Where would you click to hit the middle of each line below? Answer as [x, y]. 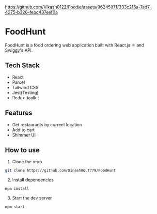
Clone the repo [27, 162]
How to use [22, 150]
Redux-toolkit [25, 98]
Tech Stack [22, 66]
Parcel [18, 82]
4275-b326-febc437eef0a [31, 12]
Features [19, 113]
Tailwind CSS [25, 87]
